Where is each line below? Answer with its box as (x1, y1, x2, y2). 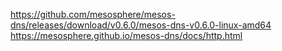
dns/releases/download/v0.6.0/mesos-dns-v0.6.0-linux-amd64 (10, 19, 272, 31)
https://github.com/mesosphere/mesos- (10, 9, 176, 20)
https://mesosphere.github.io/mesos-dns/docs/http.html (10, 30, 243, 41)
